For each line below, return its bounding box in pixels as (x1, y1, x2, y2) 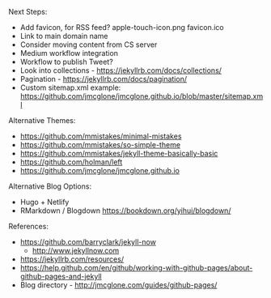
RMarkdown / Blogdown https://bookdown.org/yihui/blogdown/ (19, 206, 231, 215)
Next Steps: (8, 7, 48, 16)
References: (8, 222, 49, 231)
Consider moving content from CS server (19, 40, 158, 49)
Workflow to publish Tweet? (19, 57, 113, 66)
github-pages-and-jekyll (19, 271, 103, 281)
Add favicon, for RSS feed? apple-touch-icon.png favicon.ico (19, 23, 224, 32)
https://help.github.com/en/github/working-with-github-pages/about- (19, 263, 253, 272)
